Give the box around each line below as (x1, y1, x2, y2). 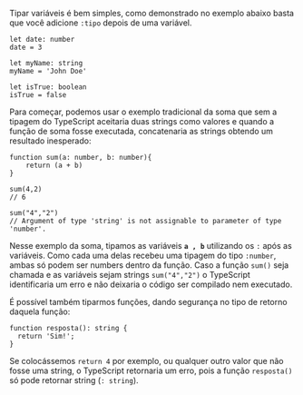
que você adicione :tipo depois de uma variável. (9, 17, 192, 28)
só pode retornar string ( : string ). (9, 375, 139, 385)
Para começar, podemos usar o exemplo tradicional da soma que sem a (9, 106, 278, 117)
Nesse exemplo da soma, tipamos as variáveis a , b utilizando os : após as (9, 241, 292, 251)
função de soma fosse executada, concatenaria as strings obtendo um (9, 126, 274, 136)
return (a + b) (25, 161, 83, 170)
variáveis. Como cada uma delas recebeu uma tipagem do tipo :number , (9, 250, 277, 261)
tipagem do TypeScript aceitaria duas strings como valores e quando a (9, 116, 275, 126)
